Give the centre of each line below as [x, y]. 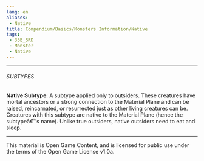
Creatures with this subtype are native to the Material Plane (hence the [95, 115]
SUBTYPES [20, 77]
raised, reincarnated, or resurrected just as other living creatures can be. [97, 108]
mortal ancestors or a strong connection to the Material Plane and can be [98, 101]
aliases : [17, 18]
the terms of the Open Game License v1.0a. [60, 151]
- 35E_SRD [21, 40]
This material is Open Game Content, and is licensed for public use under [98, 145]
